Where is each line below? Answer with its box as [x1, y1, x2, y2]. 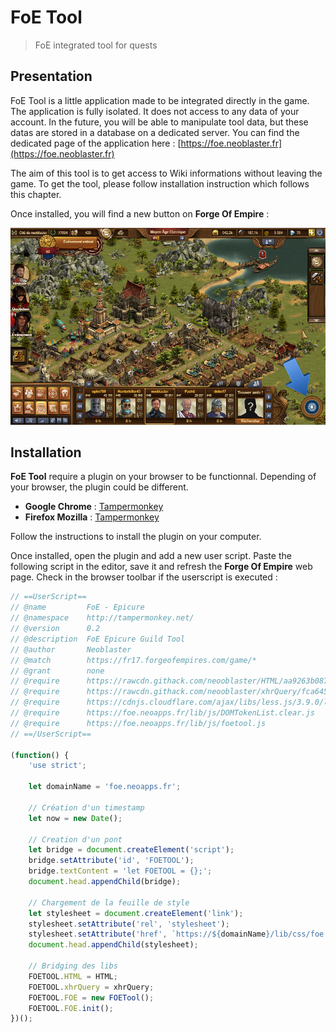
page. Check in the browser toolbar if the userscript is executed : [10, 571, 278, 583]
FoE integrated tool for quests [34, 39, 158, 51]
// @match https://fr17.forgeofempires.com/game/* [10, 655, 257, 665]
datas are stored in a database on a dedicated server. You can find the [10, 126, 300, 138]
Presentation [10, 68, 93, 85]
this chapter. [10, 188, 62, 200]
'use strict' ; [28, 761, 87, 771]
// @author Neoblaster [10, 644, 132, 655]
